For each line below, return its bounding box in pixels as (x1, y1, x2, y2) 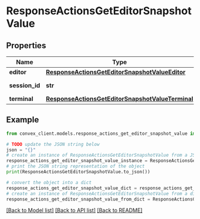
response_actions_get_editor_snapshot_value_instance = (6, 158, 148, 164)
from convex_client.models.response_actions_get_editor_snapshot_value (6, 131, 187, 137)
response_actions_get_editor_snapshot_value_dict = (6, 185, 137, 191)
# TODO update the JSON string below (6, 141, 100, 147)
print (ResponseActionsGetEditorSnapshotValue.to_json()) (6, 169, 151, 175)
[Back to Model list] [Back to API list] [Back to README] (6, 207, 143, 214)
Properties (6, 40, 46, 50)
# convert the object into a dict (6, 179, 92, 185)
